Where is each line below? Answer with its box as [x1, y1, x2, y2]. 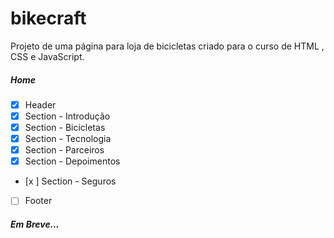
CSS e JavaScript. [10, 50, 85, 62]
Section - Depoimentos [24, 155, 121, 167]
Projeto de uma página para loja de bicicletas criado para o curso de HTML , [10, 40, 325, 52]
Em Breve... [10, 218, 60, 230]
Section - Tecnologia [24, 133, 112, 145]
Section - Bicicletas [24, 122, 106, 134]
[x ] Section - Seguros [24, 175, 117, 187]
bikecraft [10, 7, 87, 30]
